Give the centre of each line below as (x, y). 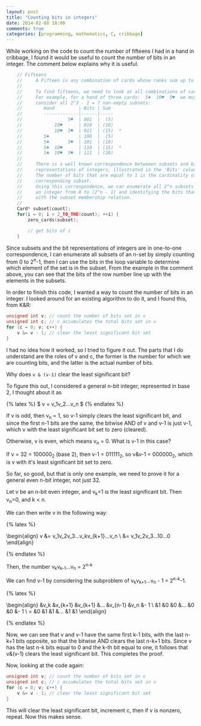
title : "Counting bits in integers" (52, 17)
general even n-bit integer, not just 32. (54, 480)
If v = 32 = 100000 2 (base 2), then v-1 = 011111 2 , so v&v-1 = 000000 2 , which (100, 455)
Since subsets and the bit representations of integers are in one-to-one (94, 248)
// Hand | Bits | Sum (64, 109)
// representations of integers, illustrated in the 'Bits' (99, 170)
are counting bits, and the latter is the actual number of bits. (80, 362)
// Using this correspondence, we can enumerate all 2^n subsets (106, 187)
